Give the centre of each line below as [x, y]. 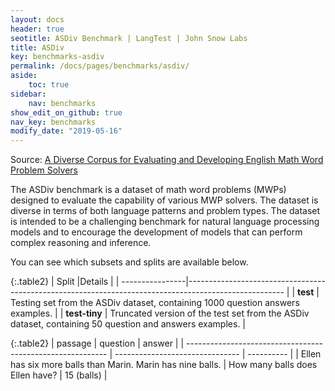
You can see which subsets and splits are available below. [129, 262]
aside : [24, 76]
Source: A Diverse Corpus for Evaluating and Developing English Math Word [167, 160]
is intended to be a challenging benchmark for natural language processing [165, 222]
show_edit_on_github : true [66, 112]
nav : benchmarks [62, 103]
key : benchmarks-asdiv [57, 57]
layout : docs [37, 19]
